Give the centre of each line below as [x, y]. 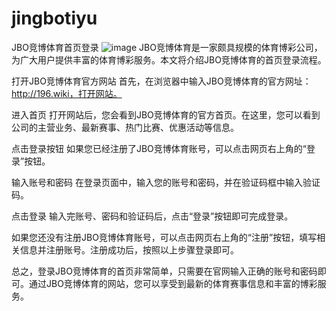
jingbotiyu [54, 18]
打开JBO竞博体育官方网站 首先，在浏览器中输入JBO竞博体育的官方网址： [161, 81]
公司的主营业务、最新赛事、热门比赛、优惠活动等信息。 [125, 127]
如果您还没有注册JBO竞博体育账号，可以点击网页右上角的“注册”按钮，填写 [164, 237]
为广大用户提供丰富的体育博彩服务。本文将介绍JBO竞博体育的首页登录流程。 [169, 59]
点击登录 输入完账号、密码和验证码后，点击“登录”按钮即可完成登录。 [152, 216]
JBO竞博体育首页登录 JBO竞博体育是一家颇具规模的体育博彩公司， [167, 47]
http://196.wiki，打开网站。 [67, 93]
